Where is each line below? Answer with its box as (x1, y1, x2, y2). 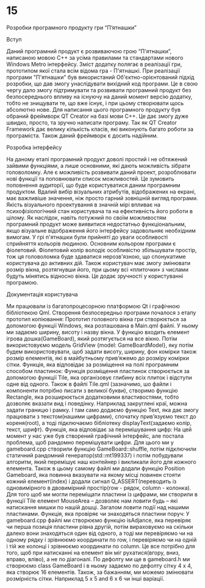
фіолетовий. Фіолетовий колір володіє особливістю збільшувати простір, (6, 246, 197, 253)
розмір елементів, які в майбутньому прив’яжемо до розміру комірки (6, 354, 189, 361)
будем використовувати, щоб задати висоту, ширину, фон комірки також (6, 347, 197, 355)
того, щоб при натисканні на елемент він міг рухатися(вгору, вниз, (6, 549, 180, 556)
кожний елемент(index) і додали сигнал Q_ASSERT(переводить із (6, 477, 177, 485)
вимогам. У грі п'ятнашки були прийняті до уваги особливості (6, 233, 168, 241)
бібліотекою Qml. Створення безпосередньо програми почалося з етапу (6, 309, 196, 316)
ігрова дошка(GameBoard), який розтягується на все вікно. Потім (6, 335, 178, 342)
